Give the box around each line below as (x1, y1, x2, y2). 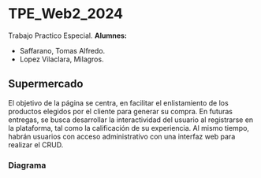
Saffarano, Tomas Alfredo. (19, 46, 106, 55)
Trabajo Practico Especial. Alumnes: (8, 31, 128, 40)
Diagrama (8, 159, 47, 170)
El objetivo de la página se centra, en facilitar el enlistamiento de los (8, 98, 229, 107)
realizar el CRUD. (8, 139, 64, 150)
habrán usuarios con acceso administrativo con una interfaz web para (8, 132, 236, 141)
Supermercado (8, 77, 84, 91)
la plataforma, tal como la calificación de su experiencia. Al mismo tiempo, (8, 123, 250, 132)
